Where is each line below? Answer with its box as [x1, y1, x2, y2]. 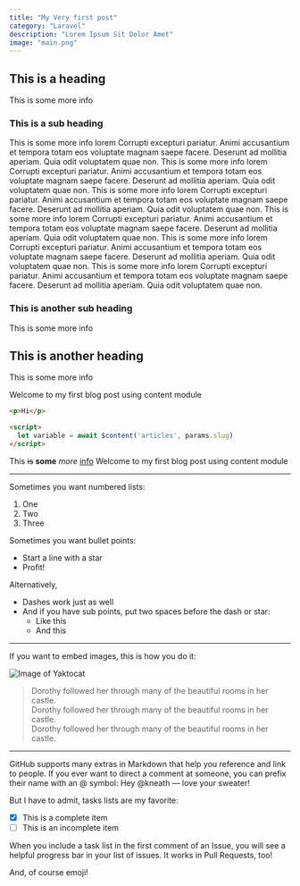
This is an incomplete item [21, 823, 119, 833]
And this [35, 625, 67, 636]
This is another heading [9, 349, 145, 364]
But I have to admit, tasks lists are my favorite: [9, 795, 179, 806]
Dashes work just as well [21, 596, 114, 607]
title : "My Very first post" [9, 13, 118, 22]
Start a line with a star [21, 552, 103, 563]
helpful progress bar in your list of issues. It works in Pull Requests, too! [9, 850, 273, 861]
